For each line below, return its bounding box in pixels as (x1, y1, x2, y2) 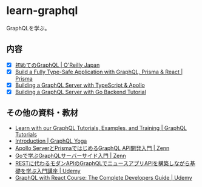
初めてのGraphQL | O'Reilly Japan (15, 61, 100, 69)
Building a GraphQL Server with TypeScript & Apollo (15, 81, 146, 89)
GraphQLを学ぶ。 (6, 24, 50, 32)
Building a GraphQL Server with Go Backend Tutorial (15, 88, 147, 95)
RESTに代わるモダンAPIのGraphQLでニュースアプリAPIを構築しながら (15, 159, 190, 167)
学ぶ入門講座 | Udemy (25, 167, 81, 174)
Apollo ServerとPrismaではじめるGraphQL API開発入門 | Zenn (15, 144, 170, 152)
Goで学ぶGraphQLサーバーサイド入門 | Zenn (15, 152, 126, 159)
